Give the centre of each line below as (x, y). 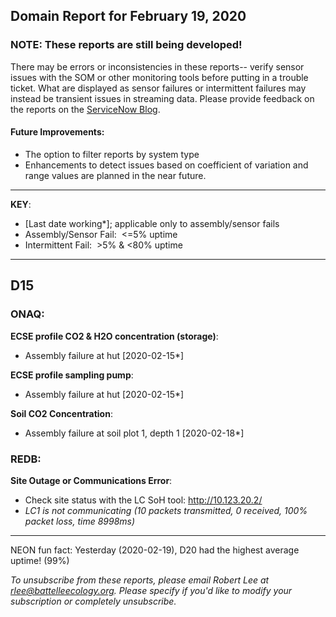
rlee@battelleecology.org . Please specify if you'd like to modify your (151, 590)
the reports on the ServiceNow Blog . (85, 109)
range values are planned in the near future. (115, 175)
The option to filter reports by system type (112, 154)
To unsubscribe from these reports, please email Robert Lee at (140, 580)
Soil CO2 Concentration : (61, 413)
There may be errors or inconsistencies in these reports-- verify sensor (157, 66)
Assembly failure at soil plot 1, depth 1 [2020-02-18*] (134, 433)
